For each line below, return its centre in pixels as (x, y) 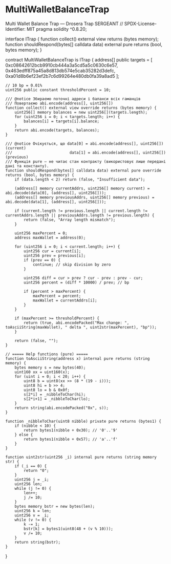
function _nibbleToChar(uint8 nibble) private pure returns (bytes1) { (83, 421)
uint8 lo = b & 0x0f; (47, 390)
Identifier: (15, 29)
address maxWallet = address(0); (50, 237)
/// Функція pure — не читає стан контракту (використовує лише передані (86, 161)
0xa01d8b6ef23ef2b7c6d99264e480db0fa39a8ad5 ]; (62, 76)
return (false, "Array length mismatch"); (70, 220)
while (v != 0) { (33, 520)
